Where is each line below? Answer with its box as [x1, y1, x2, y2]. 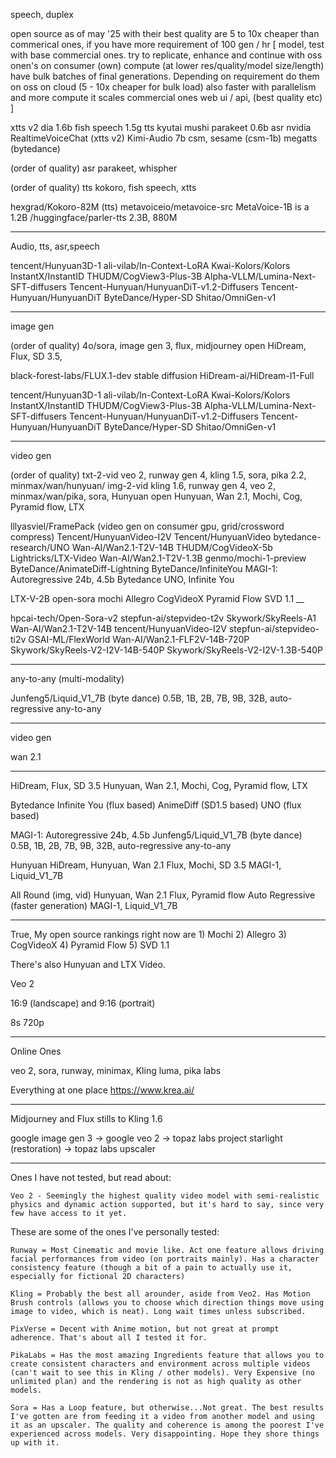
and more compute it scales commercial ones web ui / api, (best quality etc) [10, 92, 323, 103]
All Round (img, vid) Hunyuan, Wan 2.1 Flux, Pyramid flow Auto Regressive [10, 889, 316, 901]
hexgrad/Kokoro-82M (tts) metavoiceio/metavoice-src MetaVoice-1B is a [10, 201, 310, 213]
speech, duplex [10, 9, 74, 20]
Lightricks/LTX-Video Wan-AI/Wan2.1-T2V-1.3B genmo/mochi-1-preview [10, 552, 307, 564]
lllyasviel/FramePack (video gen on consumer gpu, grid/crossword [10, 520, 285, 532]
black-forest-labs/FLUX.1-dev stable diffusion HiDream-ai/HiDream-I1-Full [10, 370, 315, 381]
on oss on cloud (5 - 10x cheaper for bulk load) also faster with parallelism [10, 81, 317, 93]
